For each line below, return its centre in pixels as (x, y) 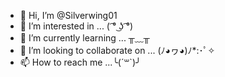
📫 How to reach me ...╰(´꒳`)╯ (80, 62)
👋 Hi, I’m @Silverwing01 (68, 15)
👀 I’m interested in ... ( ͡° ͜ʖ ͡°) (76, 26)
